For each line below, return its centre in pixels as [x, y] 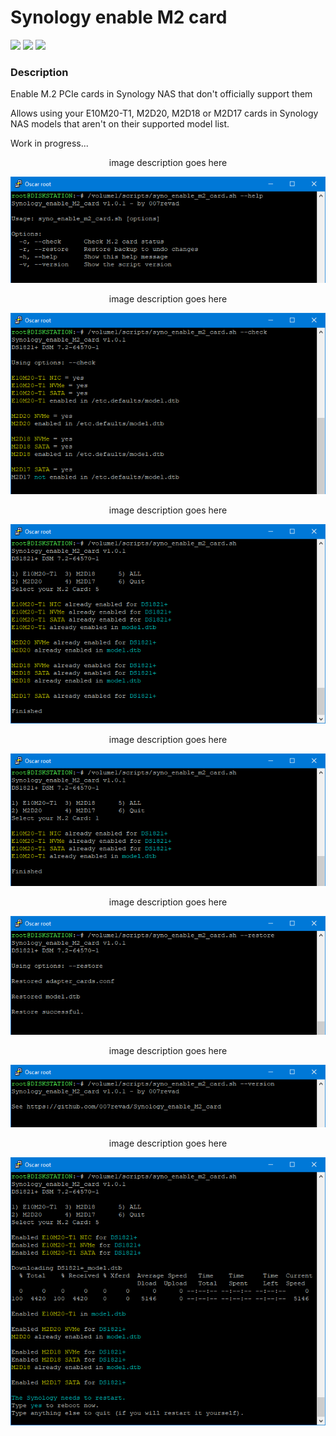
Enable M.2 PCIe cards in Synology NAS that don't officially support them [161, 94]
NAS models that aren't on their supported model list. [120, 124]
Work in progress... [49, 143]
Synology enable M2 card [119, 17]
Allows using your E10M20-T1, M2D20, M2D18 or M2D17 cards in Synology [164, 113]
